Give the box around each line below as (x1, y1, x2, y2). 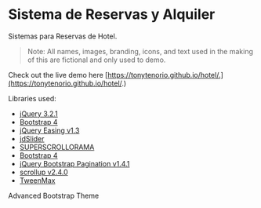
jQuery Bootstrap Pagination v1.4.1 (19, 159, 130, 168)
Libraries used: (8, 93, 56, 103)
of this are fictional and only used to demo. (27, 55, 166, 64)
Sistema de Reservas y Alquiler (8, 5, 216, 24)
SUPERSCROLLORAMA (19, 142, 95, 151)
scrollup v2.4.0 (19, 167, 68, 177)
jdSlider (19, 133, 45, 143)
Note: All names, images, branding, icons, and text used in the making (27, 46, 253, 56)
